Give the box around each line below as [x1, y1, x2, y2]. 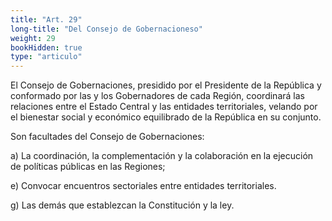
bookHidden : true [10, 42, 83, 53]
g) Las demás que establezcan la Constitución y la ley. [10, 199, 235, 211]
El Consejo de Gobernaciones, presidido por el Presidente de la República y [10, 79, 322, 91]
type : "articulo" [10, 52, 83, 62]
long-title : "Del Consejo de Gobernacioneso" [10, 24, 203, 34]
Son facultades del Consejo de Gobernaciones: [10, 131, 205, 143]
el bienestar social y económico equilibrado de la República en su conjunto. [10, 111, 322, 123]
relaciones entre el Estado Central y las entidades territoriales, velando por [10, 101, 318, 113]
